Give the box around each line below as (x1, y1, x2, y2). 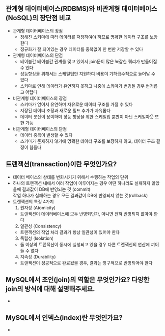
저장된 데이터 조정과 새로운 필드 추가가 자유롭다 (20, 107, 111, 113)
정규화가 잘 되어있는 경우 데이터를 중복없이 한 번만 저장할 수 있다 (20, 46, 143, 52)
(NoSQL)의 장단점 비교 (5, 14, 71, 22)
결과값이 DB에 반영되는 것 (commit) (22, 186, 91, 192)
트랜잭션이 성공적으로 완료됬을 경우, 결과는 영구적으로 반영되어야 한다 (20, 259, 153, 266)
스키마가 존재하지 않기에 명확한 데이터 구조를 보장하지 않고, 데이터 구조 (20, 138, 155, 144)
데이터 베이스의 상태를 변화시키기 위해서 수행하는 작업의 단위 (12, 174, 129, 180)
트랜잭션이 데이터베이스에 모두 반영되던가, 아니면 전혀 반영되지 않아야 (20, 210, 153, 217)
